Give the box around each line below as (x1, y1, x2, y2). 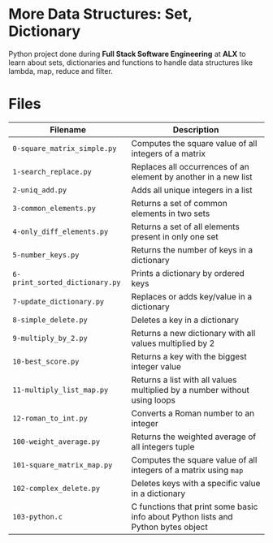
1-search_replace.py (12, 167, 92, 176)
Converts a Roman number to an (131, 407, 254, 419)
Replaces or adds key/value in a (131, 291, 253, 302)
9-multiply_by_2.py (12, 334, 88, 343)
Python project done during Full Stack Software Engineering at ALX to (8, 49, 246, 58)
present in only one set (131, 231, 219, 242)
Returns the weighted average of (131, 431, 257, 442)
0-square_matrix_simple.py (12, 144, 117, 153)
